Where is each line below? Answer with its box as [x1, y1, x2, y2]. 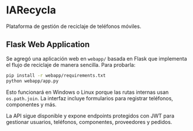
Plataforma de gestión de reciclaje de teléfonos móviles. [6, 23, 142, 30]
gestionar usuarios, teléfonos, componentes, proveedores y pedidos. [6, 118, 173, 125]
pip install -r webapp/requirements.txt [6, 72, 106, 79]
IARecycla [6, 3, 57, 17]
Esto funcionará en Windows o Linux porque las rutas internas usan [6, 88, 169, 95]
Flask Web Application [6, 40, 90, 49]
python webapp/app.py [6, 78, 59, 84]
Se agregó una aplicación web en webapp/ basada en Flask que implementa [6, 55, 187, 62]
